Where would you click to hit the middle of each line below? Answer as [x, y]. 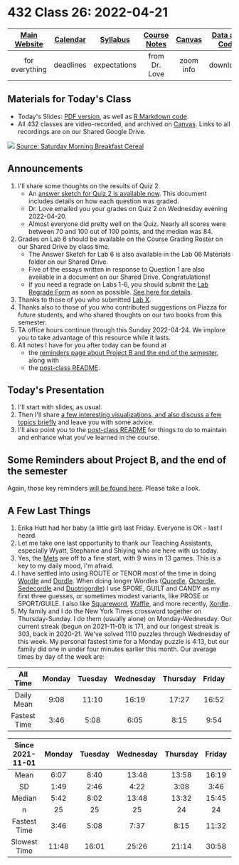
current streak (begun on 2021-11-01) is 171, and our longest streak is [118, 626]
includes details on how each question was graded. [103, 201]
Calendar [70, 39]
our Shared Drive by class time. [64, 246]
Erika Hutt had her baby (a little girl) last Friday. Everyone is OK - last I [120, 528]
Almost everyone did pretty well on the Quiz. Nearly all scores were [127, 224]
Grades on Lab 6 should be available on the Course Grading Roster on [120, 239]
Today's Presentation [56, 390]
